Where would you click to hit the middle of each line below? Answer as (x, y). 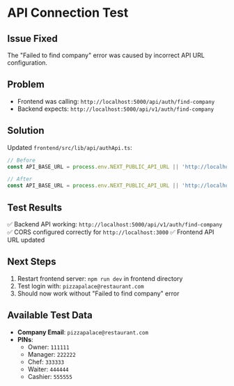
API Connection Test (68, 13)
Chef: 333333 (46, 362)
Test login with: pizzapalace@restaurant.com (80, 286)
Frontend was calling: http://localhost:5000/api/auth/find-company (116, 101)
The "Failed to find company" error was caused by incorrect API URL (106, 55)
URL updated (26, 240)
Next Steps (32, 262)
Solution (26, 131)
